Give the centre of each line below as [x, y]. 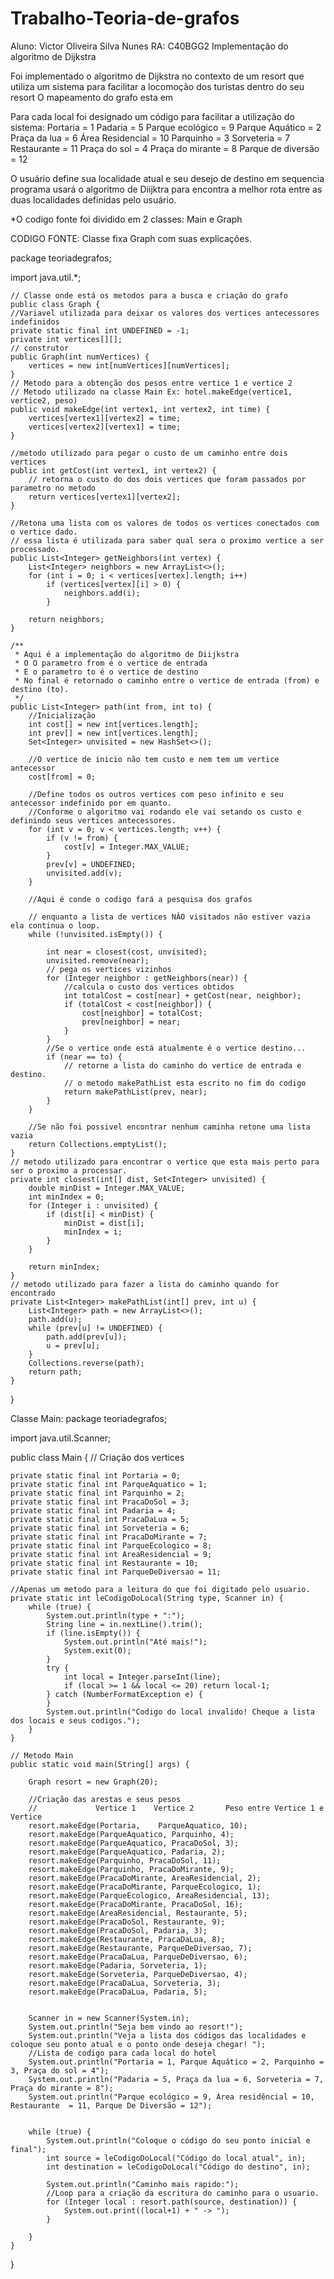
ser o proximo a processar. [69, 1170]
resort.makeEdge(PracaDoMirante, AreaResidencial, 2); [145, 1878]
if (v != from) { [82, 838]
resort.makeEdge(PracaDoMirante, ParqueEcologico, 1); [145, 1887]
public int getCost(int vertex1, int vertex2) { [113, 470]
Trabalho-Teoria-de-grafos [125, 18]
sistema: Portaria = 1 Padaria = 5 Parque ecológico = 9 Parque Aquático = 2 [166, 127]
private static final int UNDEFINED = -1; [100, 330]
